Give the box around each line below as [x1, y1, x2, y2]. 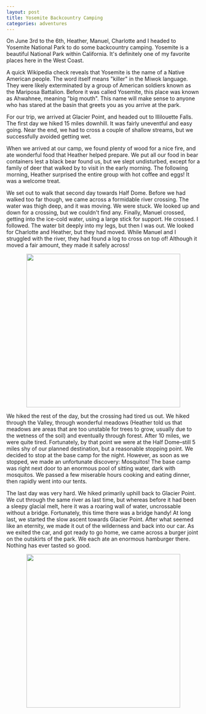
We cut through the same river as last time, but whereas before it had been [6, 496, 196, 504]
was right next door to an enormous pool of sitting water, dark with [6, 465, 176, 472]
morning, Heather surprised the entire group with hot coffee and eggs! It [6, 171, 190, 178]
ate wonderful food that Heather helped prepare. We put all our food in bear [6, 151, 199, 159]
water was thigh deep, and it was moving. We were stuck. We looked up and [6, 202, 200, 210]
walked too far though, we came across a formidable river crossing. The [6, 196, 189, 203]
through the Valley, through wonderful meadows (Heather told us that [6, 419, 183, 426]
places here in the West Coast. [6, 57, 84, 65]
